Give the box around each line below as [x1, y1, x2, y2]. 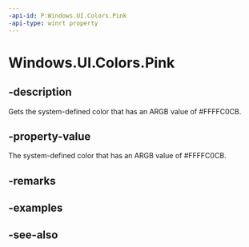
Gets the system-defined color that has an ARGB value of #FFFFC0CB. [8, 106, 242, 116]
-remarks [8, 173, 56, 188]
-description [8, 86, 72, 99]
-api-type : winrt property [8, 19, 98, 27]
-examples [8, 201, 63, 215]
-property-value [8, 129, 91, 143]
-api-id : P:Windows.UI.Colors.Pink [8, 11, 127, 20]
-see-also [8, 229, 58, 242]
